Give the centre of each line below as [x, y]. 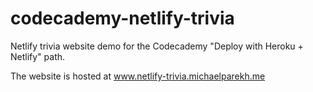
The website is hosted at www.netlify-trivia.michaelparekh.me [138, 76]
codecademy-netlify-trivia [122, 18]
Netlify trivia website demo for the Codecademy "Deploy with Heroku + [157, 46]
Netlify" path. [38, 56]
